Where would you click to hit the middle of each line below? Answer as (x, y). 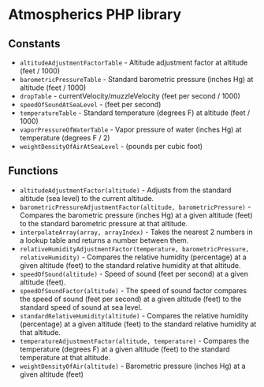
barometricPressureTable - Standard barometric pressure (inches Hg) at (136, 79)
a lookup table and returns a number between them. (104, 240)
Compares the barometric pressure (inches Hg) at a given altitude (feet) (136, 215)
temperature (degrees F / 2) (65, 138)
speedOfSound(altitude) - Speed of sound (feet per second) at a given (134, 274)
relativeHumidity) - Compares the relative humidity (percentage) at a (133, 257)
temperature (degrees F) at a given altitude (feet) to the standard (125, 349)
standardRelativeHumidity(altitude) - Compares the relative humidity (134, 315)
